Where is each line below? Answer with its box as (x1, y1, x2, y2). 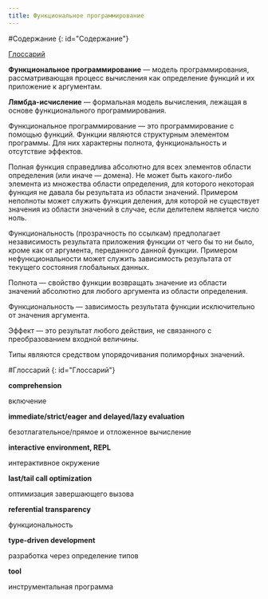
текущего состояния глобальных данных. (8, 262, 150, 272)
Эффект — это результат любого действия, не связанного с (8, 325, 212, 335)
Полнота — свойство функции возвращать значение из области (8, 277, 227, 288)
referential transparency (8, 504, 92, 514)
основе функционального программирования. (8, 105, 167, 115)
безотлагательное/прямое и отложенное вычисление (8, 426, 191, 436)
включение (8, 396, 47, 406)
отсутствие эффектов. (8, 146, 84, 156)
